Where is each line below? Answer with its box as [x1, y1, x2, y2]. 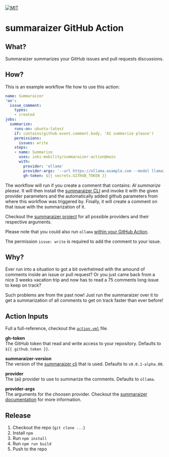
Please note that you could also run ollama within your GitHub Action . [5, 228, 149, 234]
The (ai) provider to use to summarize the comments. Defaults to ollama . [5, 376, 155, 382]
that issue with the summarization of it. [5, 204, 86, 210]
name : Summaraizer [5, 93, 44, 98]
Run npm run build [12, 441, 52, 446]
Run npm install [12, 435, 47, 441]
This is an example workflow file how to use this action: [5, 84, 120, 90]
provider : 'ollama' [23, 164, 64, 169]
